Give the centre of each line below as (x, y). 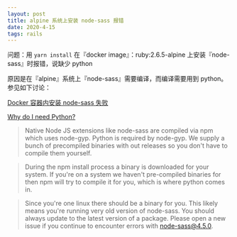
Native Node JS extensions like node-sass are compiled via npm (119, 131)
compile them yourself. (58, 153)
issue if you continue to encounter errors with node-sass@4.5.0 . (119, 226)
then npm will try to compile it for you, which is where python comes (125, 182)
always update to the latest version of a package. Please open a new (125, 219)
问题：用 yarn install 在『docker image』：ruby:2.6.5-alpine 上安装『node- (118, 55)
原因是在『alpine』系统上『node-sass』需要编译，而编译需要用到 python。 (117, 79)
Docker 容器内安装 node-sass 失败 (58, 103)
